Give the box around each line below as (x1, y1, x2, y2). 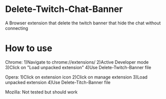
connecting (5, 25, 28, 31)
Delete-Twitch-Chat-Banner (5, 3, 123, 15)
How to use (5, 43, 53, 54)
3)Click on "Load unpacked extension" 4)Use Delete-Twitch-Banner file (5, 64, 152, 70)
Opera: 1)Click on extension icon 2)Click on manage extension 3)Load (5, 74, 148, 80)
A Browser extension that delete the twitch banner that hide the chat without (5, 20, 161, 26)
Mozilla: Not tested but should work (5, 89, 78, 95)
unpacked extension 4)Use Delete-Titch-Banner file (5, 79, 111, 85)
